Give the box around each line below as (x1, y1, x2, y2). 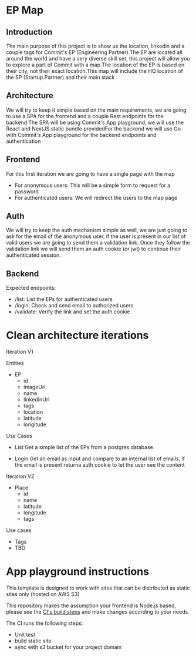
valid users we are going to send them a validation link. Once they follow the (6, 239, 191, 246)
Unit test (14, 631, 35, 638)
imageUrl (23, 383, 46, 391)
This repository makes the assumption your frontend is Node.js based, (6, 602, 177, 609)
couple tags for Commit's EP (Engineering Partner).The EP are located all (6, 49, 183, 56)
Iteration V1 (6, 348, 33, 356)
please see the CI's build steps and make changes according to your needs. (6, 608, 190, 615)
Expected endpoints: (6, 285, 56, 292)
